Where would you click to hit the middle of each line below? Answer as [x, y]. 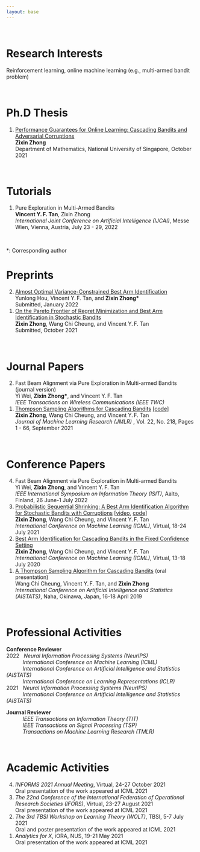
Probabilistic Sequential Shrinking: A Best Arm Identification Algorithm [102, 507]
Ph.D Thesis [37, 113]
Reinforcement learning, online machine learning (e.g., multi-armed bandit [98, 70]
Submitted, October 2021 [46, 331]
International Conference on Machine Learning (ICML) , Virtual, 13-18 [100, 558]
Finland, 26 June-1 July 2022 [51, 500]
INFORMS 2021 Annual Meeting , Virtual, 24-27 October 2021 [90, 785]
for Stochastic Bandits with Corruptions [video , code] [81, 513]
